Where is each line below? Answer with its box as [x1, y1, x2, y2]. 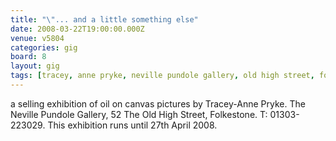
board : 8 [10, 52, 47, 62]
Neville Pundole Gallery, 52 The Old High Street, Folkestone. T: [10, 108, 268, 120]
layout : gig [10, 61, 60, 71]
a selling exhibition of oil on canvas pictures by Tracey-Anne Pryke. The [10, 97, 306, 110]
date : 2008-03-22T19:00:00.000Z [10, 24, 145, 34]
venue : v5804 [10, 33, 65, 43]
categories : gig [10, 42, 78, 53]
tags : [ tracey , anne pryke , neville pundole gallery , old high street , [10, 71, 315, 81]
